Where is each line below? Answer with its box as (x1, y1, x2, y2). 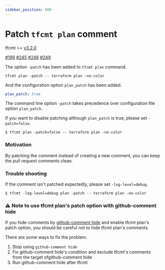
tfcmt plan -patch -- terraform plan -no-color (5, 73, 105, 78)
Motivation (5, 141, 32, 148)
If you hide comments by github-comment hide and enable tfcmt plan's (5, 220, 149, 226)
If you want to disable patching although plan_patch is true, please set (5, 115, 147, 121)
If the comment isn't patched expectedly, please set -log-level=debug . (5, 181, 148, 187)
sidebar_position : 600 (5, 7, 52, 12)
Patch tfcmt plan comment (5, 28, 117, 39)
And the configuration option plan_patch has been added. (5, 82, 122, 88)
